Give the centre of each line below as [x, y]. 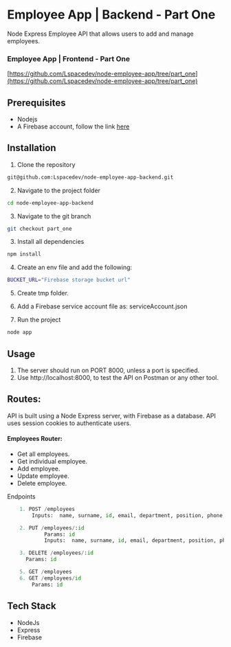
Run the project [39, 320]
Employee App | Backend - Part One [111, 15]
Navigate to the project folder [59, 190]
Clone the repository [46, 164]
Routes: [24, 399]
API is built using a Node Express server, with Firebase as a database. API [112, 416]
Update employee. [43, 476]
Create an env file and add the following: [75, 267]
